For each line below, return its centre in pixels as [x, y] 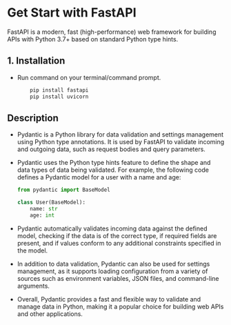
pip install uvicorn [59, 97]
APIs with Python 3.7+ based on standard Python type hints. [93, 39]
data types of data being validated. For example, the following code [113, 170]
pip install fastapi [59, 90]
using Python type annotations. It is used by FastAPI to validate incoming [121, 142]
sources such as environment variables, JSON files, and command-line [118, 278]
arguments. [33, 286]
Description [33, 118]
